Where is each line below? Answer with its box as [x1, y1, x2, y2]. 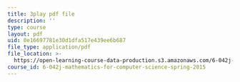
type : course [7, 24, 46, 31]
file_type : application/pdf [7, 43, 91, 51]
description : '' [7, 17, 56, 24]
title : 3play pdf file [7, 10, 75, 18]
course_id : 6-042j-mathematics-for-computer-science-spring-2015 [7, 63, 206, 71]
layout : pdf [7, 30, 43, 38]
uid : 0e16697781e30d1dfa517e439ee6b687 [7, 37, 126, 44]
